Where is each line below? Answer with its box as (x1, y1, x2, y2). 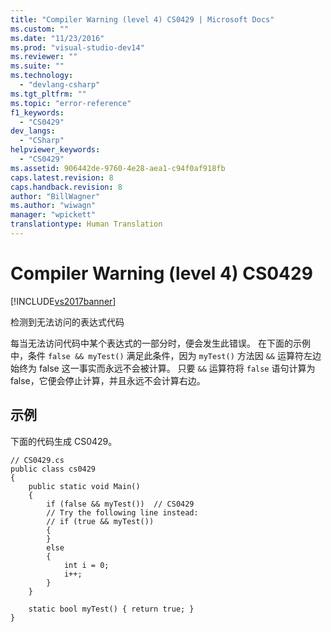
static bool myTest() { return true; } (28, 604, 195, 614)
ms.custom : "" (10, 24, 70, 34)
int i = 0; (63, 560, 110, 570)
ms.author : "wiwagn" (10, 201, 97, 211)
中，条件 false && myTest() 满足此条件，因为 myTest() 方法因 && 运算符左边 (10, 349, 322, 361)
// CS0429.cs (10, 455, 65, 465)
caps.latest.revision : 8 (10, 172, 114, 183)
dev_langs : (10, 126, 56, 136)
